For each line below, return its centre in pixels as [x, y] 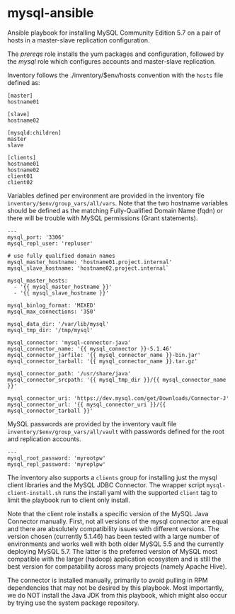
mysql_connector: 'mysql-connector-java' [69, 342]
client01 [20, 176]
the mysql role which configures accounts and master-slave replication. [111, 61]
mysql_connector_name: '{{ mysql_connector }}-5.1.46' [90, 348]
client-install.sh [34, 493]
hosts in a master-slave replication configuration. [79, 40]
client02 [20, 182]
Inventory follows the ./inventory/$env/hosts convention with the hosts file [115, 75]
